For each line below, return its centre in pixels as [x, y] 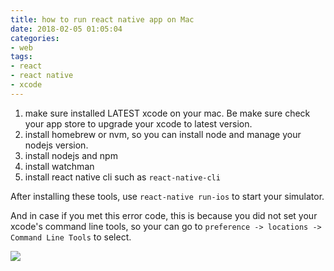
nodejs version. [56, 145]
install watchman [59, 166]
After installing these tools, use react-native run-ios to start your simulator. [167, 196]
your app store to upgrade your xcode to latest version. [138, 123]
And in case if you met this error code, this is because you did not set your [164, 215]
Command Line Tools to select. [71, 237]
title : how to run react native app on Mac [102, 19]
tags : [21, 57]
